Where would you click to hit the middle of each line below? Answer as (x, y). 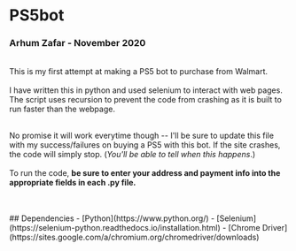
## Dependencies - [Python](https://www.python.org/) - (112, 218)
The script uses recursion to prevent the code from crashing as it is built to (145, 100)
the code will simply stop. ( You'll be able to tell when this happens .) (132, 155)
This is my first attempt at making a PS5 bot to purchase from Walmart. (139, 72)
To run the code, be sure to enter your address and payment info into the (145, 173)
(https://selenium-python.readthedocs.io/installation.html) (115, 228)
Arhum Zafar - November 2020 (78, 43)
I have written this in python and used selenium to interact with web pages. (146, 90)
